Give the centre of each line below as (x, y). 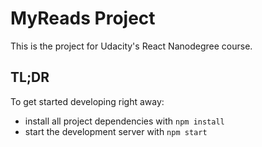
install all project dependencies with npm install (124, 121)
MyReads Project (83, 18)
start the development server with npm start (116, 131)
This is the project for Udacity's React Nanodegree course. (131, 46)
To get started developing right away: (87, 101)
